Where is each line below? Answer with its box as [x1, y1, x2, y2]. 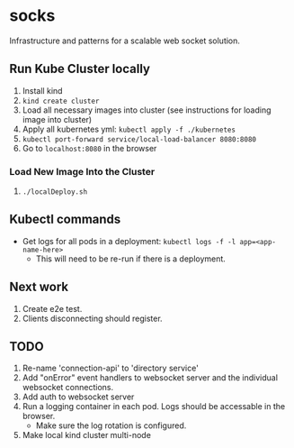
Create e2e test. [22, 303, 83, 314]
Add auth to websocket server [22, 391, 135, 402]
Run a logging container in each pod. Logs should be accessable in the [22, 401, 286, 412]
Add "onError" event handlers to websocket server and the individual [22, 372, 279, 383]
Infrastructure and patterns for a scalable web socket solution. [9, 35, 241, 46]
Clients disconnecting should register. [22, 313, 164, 324]
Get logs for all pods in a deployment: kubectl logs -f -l [22, 235, 236, 246]
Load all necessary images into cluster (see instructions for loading [22, 105, 272, 115]
